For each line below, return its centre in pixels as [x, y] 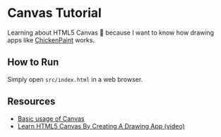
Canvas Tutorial [55, 13]
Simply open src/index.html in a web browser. [75, 79]
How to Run [33, 62]
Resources [31, 101]
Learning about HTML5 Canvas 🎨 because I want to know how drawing [110, 32]
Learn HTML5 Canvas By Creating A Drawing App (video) [101, 126]
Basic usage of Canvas [51, 119]
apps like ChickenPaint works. [51, 40]
